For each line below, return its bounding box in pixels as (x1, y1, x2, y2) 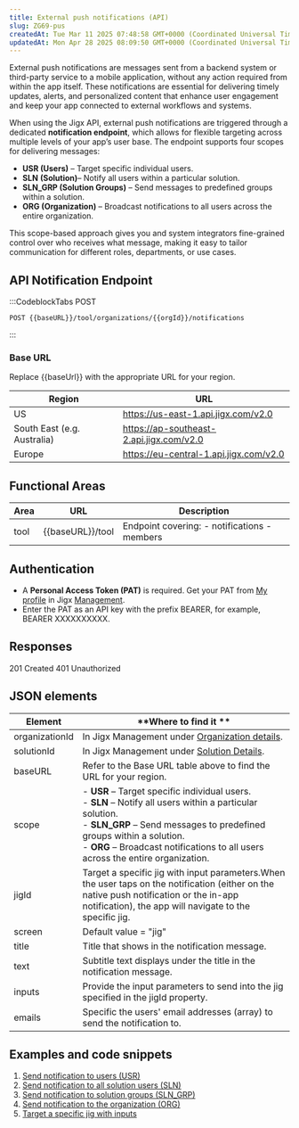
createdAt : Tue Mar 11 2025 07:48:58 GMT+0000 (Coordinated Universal (9, 29, 277, 38)
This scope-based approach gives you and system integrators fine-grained (9, 228, 285, 239)
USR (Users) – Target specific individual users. (21, 163, 194, 174)
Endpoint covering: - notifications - (122, 520, 272, 532)
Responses (9, 639, 73, 655)
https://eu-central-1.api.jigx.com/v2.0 (123, 448, 285, 460)
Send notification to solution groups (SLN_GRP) (21, 1090, 196, 1100)
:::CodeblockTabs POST (9, 296, 97, 308)
